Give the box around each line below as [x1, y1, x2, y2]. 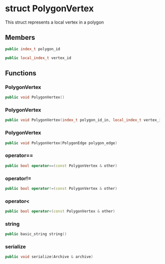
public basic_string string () [5, 232, 67, 236]
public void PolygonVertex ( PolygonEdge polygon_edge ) [5, 141, 118, 146]
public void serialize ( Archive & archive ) [5, 254, 93, 260]
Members [5, 33, 35, 42]
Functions [5, 69, 37, 77]
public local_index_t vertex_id [5, 55, 71, 60]
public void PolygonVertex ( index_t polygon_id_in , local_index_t [5, 117, 141, 123]
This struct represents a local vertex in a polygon [5, 19, 104, 25]
